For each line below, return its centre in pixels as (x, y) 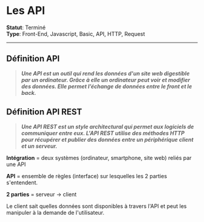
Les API (26, 11)
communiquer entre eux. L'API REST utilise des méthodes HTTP (103, 133)
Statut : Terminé (26, 27)
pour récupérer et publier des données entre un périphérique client (107, 139)
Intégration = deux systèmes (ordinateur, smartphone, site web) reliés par (99, 158)
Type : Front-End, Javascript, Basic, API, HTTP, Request (76, 33)
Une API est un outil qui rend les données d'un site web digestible (105, 73)
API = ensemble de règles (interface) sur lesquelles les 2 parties (87, 176)
